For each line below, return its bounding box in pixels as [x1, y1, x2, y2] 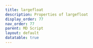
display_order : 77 [5, 16, 43, 21]
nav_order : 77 [5, 21, 35, 26]
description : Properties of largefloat [5, 12, 88, 17]
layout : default [5, 30, 39, 35]
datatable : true [5, 35, 39, 40]
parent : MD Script [5, 26, 43, 31]
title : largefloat [5, 7, 43, 12]
